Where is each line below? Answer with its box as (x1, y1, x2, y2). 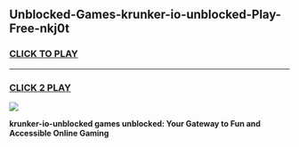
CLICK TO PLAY (9, 48, 78, 61)
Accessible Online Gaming (9, 127, 109, 138)
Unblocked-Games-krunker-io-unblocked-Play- (9, 7, 282, 22)
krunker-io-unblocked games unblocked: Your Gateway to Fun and (9, 118, 261, 128)
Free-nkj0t (9, 21, 69, 37)
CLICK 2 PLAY (9, 81, 71, 94)
